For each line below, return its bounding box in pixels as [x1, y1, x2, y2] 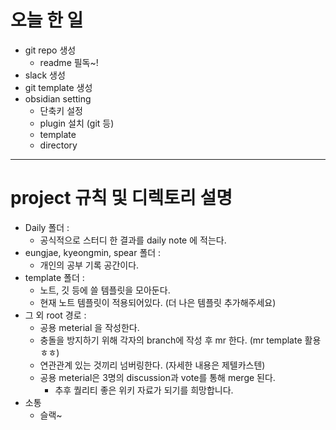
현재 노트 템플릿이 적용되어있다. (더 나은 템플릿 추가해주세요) [39, 296, 277, 308]
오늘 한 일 [10, 9, 84, 32]
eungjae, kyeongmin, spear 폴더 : [24, 246, 162, 258]
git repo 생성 [24, 44, 77, 56]
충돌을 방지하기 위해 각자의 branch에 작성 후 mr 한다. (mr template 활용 [39, 334, 322, 346]
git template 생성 [24, 81, 93, 93]
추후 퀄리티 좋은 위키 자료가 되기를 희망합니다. [54, 384, 234, 396]
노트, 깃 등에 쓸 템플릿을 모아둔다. [39, 284, 171, 296]
